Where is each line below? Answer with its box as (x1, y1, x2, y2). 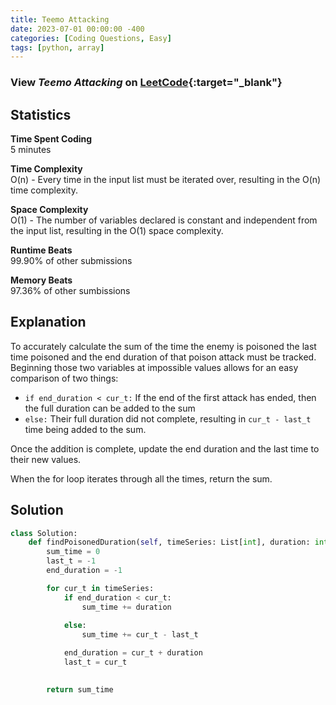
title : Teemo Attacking (10, 14, 110, 25)
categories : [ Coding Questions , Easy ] (10, 33, 172, 43)
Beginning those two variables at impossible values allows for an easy (10, 361, 299, 373)
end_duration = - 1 (46, 566, 123, 576)
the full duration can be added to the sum (24, 402, 196, 414)
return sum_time (46, 684, 114, 695)
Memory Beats (10, 274, 73, 286)
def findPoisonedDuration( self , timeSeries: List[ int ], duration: (28, 537, 311, 548)
